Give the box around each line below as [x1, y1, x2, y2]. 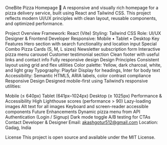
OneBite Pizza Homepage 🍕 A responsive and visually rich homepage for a [5, 5, 159, 10]
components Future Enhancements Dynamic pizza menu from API [5, 109, 141, 115]
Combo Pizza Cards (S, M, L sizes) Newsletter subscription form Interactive [5, 46, 161, 52]
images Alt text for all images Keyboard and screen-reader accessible [5, 104, 149, 109]
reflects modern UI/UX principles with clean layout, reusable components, [5, 15, 157, 21]
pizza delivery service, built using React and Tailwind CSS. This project [5, 10, 151, 16]
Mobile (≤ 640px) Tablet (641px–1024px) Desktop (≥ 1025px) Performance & [5, 93, 162, 99]
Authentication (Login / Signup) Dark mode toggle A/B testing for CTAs [5, 114, 151, 120]
